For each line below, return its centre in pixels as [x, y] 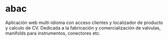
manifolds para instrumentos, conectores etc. [53, 33]
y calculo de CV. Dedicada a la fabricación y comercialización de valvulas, [83, 27]
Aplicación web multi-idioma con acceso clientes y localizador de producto [84, 22]
